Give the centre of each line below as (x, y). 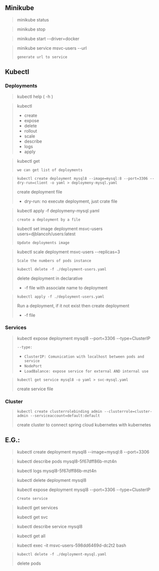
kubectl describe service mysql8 (50, 526)
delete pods (29, 563)
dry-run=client (32, 183)
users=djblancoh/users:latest (46, 234)
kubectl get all (31, 536)
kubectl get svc (32, 517)
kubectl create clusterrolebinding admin (59, 412)
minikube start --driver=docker (48, 38)
